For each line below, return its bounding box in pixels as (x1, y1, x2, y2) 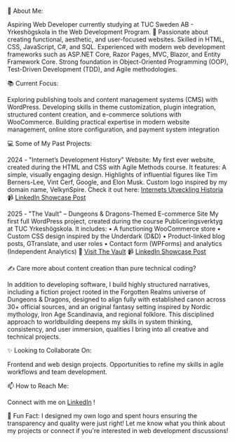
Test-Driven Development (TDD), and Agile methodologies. (7, 65, 177, 73)
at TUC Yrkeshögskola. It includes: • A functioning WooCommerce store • (7, 225, 221, 233)
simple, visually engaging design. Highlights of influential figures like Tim (7, 171, 218, 178)
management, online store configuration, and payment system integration (7, 125, 220, 134)
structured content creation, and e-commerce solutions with (7, 110, 182, 119)
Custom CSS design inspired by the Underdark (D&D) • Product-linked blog (7, 232, 226, 240)
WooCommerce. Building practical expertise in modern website (7, 118, 190, 126)
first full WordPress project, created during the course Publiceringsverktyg (7, 217, 223, 225)
